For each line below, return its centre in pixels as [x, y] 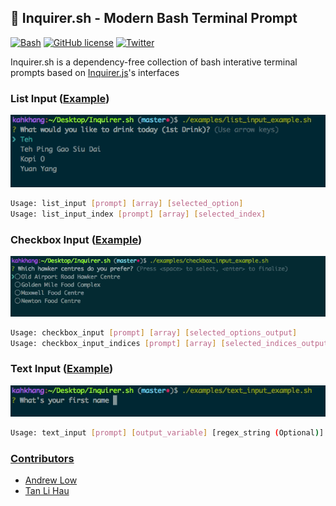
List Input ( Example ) [60, 98]
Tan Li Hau [47, 490]
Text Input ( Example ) [62, 369]
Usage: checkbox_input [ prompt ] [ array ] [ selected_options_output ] [154, 332]
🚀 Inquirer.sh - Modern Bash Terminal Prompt [154, 18]
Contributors [42, 458]
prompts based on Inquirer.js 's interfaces [95, 72]
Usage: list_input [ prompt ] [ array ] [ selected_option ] [127, 204]
